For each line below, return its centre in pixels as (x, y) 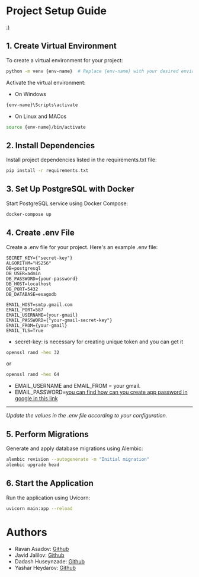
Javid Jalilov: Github (39, 555)
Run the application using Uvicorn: (48, 498)
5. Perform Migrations (47, 434)
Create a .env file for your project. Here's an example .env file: (82, 247)
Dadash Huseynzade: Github (49, 561)
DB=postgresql (24, 268)
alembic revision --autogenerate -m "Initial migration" (78, 460)
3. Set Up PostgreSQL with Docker (70, 189)
